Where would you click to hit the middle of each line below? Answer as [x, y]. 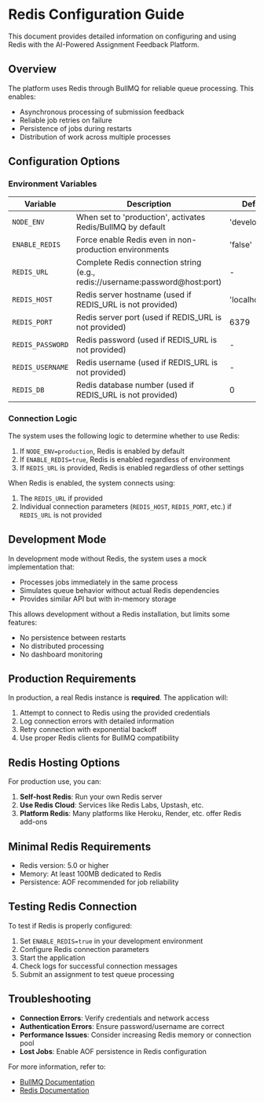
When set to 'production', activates [141, 218]
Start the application [52, 957]
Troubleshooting [50, 999]
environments [144, 250]
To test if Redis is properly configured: [70, 925]
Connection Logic [43, 419]
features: [23, 622]
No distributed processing [62, 646]
